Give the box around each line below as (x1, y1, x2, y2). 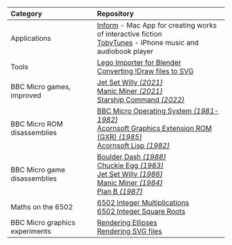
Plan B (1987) (97, 187, 143, 196)
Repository (97, 9, 135, 18)
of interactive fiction (97, 29, 162, 39)
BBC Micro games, (10, 82, 71, 91)
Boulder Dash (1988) (97, 152, 166, 161)
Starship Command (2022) (97, 95, 185, 105)
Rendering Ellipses (97, 218, 157, 227)
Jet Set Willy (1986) (97, 170, 164, 179)
